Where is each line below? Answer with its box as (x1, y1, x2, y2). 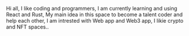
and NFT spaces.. (6, 23, 49, 30)
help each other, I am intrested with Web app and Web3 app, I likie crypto (6, 17, 184, 24)
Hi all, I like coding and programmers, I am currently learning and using (6, 5, 178, 12)
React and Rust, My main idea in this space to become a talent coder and (6, 11, 183, 18)
